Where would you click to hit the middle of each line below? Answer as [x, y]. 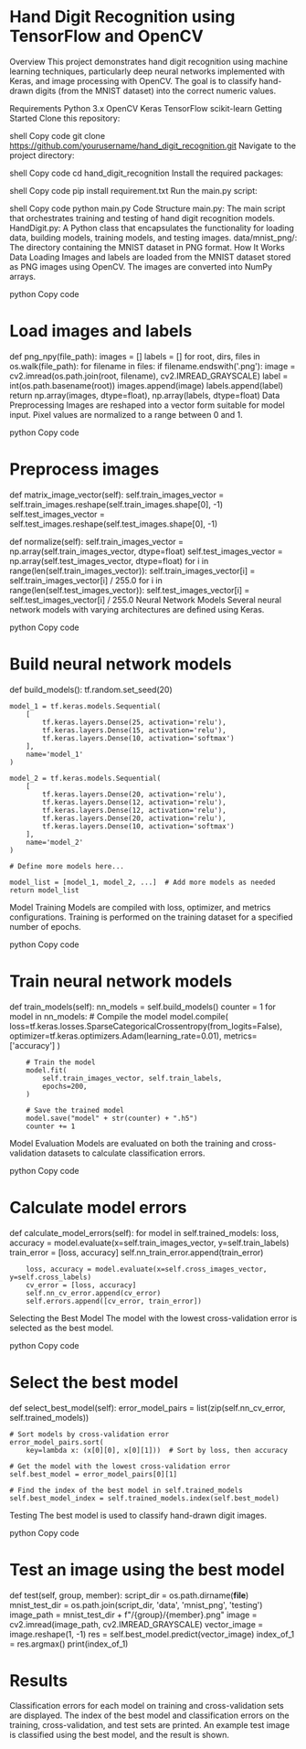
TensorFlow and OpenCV [106, 36]
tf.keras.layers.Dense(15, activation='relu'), [134, 730]
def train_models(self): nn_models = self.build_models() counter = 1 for [143, 1007]
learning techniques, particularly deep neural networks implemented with [147, 71]
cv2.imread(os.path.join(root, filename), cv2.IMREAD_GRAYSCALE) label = [149, 376]
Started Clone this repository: [65, 118]
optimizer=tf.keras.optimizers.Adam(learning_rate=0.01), [116, 1036]
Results [39, 1680]
